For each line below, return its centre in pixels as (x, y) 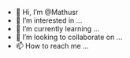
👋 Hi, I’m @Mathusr (47, 12)
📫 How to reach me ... (52, 46)
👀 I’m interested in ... (49, 20)
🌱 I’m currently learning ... (58, 29)
